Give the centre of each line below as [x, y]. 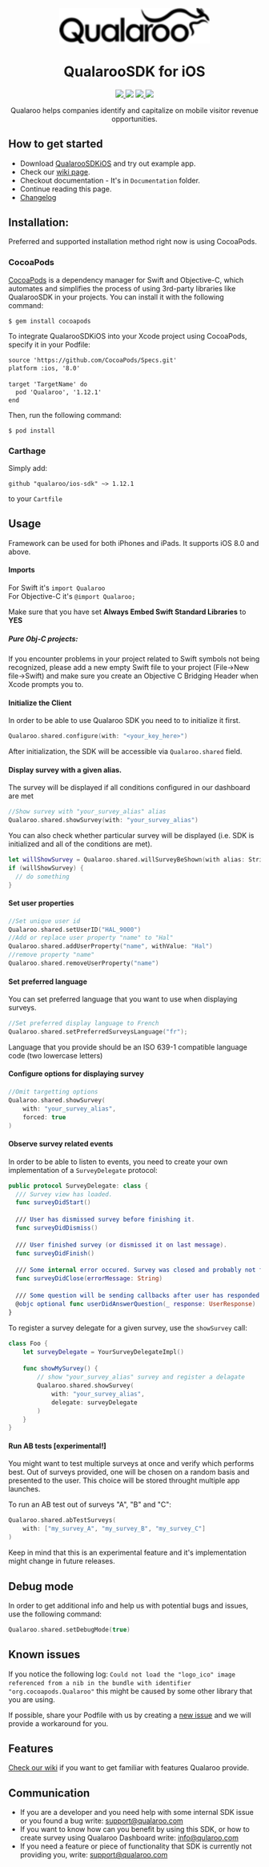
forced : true [44, 1117]
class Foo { [28, 1343]
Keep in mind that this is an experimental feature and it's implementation [127, 1552]
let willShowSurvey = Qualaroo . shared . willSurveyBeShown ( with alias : [127, 859]
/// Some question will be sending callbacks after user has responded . [139, 1296]
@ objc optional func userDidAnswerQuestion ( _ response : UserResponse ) [136, 1304]
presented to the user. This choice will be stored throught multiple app [124, 1480]
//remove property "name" [51, 955]
